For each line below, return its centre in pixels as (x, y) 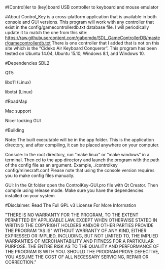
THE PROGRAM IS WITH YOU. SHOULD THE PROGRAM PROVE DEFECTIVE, (82, 251)
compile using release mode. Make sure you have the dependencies (74, 190)
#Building (15, 130)
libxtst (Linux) (19, 92)
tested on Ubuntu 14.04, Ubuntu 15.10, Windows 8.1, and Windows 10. (75, 53)
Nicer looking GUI (23, 120)
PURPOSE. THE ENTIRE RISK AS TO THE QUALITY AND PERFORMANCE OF (82, 246)
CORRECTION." (21, 262)
